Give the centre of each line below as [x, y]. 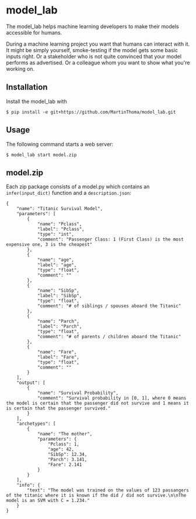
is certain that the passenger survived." [58, 408]
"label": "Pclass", [61, 229]
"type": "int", [56, 235]
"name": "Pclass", [60, 224]
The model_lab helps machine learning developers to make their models [92, 26]
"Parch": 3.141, [67, 460]
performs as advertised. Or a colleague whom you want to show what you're [98, 63]
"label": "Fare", [58, 358]
